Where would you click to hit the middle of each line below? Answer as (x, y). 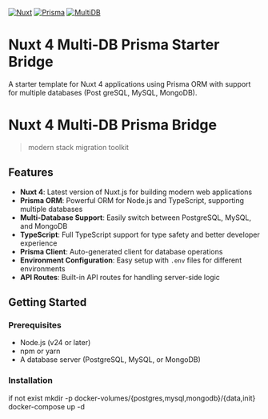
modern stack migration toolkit (78, 147)
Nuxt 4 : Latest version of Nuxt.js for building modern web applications (136, 192)
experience (38, 243)
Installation (31, 380)
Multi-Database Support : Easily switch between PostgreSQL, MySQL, (136, 218)
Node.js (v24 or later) (55, 343)
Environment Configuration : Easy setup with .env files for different (131, 260)
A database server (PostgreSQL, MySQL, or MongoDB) (110, 360)
